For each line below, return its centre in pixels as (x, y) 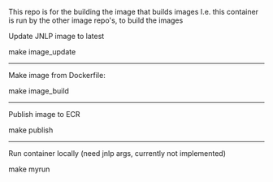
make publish (31, 130)
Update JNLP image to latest (56, 36)
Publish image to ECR (44, 114)
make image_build (39, 91)
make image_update (42, 52)
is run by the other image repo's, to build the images (96, 20)
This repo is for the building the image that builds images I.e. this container (133, 12)
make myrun (29, 169)
